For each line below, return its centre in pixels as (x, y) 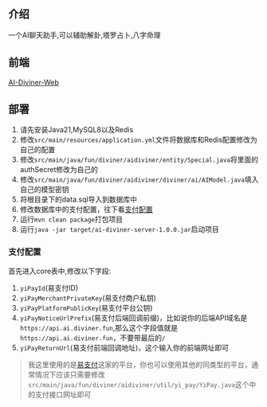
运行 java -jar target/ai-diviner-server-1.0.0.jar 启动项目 (119, 229)
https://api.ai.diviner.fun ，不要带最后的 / (92, 338)
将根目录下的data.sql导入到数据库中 (79, 200)
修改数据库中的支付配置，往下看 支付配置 (86, 209)
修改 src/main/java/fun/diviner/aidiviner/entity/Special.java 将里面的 (139, 160)
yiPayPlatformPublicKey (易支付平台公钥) (86, 307)
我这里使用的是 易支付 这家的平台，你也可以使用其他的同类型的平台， (139, 364)
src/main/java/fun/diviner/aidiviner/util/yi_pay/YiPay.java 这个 (138, 384)
